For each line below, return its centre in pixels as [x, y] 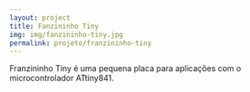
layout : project [40, 18]
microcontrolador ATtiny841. [62, 78]
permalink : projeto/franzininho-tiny [81, 43]
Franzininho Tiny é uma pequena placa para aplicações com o [125, 69]
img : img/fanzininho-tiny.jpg [67, 34]
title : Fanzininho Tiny [54, 26]
